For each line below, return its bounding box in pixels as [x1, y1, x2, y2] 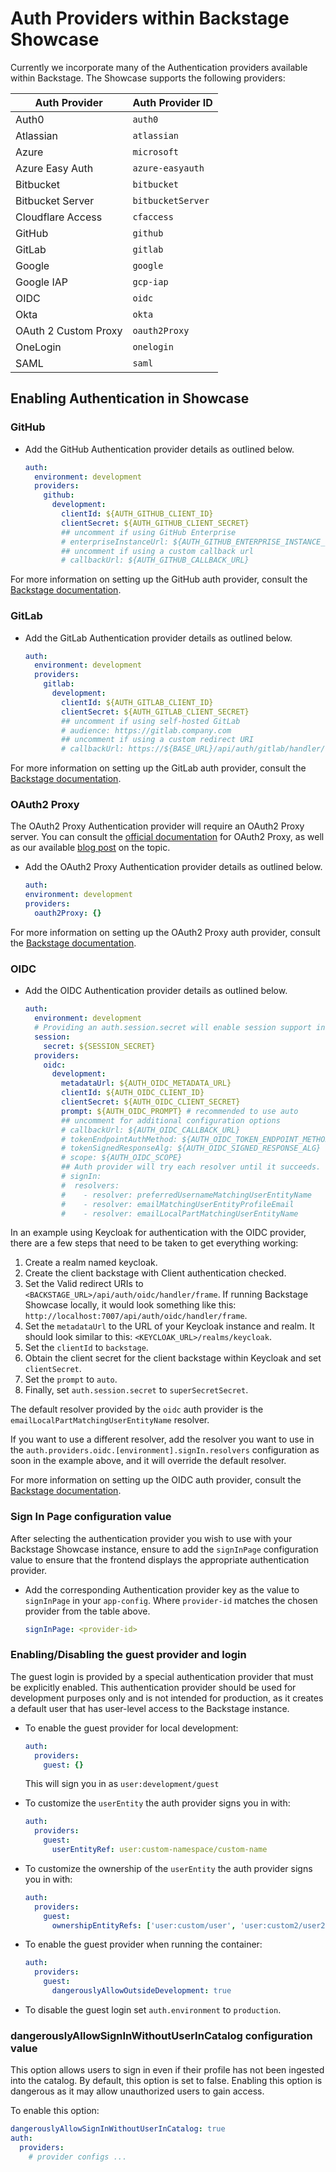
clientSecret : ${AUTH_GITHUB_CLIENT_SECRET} [61, 518, 250, 528]
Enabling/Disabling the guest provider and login [10, 1648, 247, 1662]
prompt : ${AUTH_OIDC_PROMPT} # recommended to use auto [61, 1106, 299, 1116]
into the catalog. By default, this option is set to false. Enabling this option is [10, 2075, 323, 2087]
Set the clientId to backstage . [24, 1342, 149, 1354]
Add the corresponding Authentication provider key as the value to [24, 1583, 300, 1596]
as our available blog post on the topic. [10, 842, 171, 854]
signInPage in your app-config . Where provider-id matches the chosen [24, 1594, 318, 1606]
